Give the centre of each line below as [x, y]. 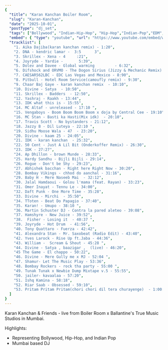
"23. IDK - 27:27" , [34, 150]
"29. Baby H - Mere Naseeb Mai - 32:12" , [59, 178]
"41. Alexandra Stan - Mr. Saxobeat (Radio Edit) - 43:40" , [78, 234]
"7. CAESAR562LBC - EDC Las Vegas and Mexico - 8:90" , [72, 75]
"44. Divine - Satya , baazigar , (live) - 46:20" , [70, 248]
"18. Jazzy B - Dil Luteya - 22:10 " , [54, 126]
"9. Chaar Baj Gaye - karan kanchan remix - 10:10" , [71, 84]
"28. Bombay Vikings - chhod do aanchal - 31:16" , [68, 173]
